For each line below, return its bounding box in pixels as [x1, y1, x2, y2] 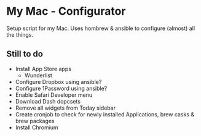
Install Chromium [15, 124, 58, 131]
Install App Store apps [15, 65, 72, 72]
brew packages [15, 117, 55, 124]
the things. [6, 31, 34, 38]
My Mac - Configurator [6, 4, 126, 18]
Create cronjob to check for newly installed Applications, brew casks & [15, 110, 195, 118]
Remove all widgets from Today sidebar [15, 104, 116, 111]
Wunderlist [24, 72, 52, 79]
